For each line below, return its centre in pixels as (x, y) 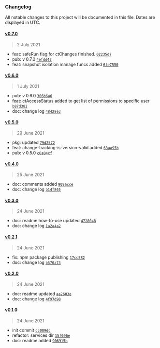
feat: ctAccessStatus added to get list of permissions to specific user (81, 101)
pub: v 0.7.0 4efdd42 (32, 59)
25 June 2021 (30, 175)
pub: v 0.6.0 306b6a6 (32, 95)
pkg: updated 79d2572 (33, 142)
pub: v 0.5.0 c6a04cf (32, 153)
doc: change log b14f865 (36, 189)
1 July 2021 (28, 86)
